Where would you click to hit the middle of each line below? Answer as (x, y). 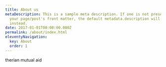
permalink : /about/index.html (36, 32)
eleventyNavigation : (26, 37)
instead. (19, 23)
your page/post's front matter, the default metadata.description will (85, 19)
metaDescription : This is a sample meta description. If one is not (77, 14)
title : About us (22, 10)
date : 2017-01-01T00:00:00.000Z (38, 28)
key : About (21, 42)
